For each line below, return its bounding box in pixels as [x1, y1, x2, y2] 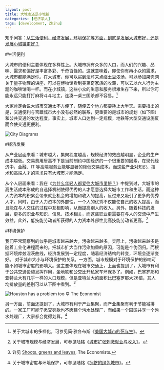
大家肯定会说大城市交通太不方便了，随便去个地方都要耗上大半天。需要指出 [5, 103, 155, 109]
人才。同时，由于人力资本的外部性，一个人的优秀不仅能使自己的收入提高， [5, 199, 155, 205]
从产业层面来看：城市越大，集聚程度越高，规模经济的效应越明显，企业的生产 [5, 151, 159, 157]
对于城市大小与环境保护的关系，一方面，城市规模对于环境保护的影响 [14, 256, 152, 262]
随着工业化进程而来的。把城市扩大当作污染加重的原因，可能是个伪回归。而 [5, 244, 155, 250]
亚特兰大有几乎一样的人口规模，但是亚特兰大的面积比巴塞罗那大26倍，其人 [5, 275, 156, 280]
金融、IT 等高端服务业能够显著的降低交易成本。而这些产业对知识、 [18, 163, 151, 169]
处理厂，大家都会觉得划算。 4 [9, 313, 67, 319]
